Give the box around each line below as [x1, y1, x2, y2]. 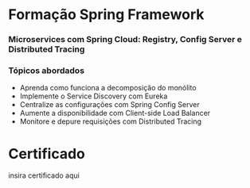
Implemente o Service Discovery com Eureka [19, 91, 168, 101]
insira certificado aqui [8, 171, 80, 180]
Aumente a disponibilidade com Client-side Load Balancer [19, 109, 211, 118]
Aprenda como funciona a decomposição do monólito [19, 83, 197, 93]
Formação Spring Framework [8, 6, 205, 24]
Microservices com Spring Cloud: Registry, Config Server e [8, 34, 243, 45]
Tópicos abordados [8, 65, 85, 76]
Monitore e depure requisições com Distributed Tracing [19, 117, 201, 126]
